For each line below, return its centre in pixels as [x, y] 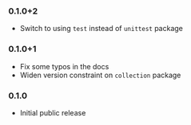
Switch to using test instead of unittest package [101, 29]
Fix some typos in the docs [64, 66]
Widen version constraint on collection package [100, 75]
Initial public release [53, 112]
